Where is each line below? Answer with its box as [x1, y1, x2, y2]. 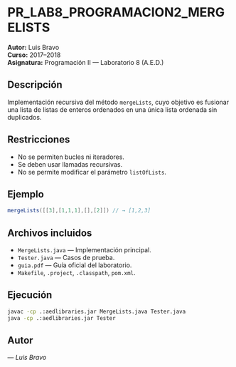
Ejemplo [7, 188, 44, 200]
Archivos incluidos [7, 227, 92, 239]
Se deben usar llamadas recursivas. [17, 160, 123, 168]
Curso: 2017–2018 [7, 51, 61, 59]
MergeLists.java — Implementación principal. [17, 246, 151, 254]
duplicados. [7, 113, 42, 121]
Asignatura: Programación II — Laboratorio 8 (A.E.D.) [7, 58, 164, 66]
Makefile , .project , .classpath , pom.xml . [17, 269, 136, 277]
